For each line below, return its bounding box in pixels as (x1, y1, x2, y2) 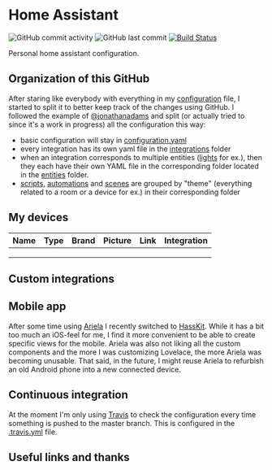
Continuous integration (8, 388, 128, 402)
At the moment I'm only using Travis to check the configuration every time (8, 409, 257, 420)
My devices (8, 211, 69, 224)
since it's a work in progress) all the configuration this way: (8, 120, 206, 129)
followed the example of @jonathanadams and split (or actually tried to (8, 111, 245, 120)
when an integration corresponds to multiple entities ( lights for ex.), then (19, 152, 262, 162)
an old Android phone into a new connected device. (8, 364, 181, 374)
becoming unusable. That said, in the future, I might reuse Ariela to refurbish (8, 355, 264, 365)
